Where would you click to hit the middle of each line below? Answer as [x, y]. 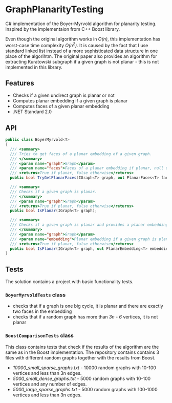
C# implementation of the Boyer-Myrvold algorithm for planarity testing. [81, 24]
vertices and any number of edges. [50, 384]
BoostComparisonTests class [40, 335]
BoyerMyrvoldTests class [36, 295]
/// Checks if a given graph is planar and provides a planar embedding [89, 225]
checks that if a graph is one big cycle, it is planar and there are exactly [88, 306]
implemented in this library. [34, 67]
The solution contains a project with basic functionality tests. [69, 282]
